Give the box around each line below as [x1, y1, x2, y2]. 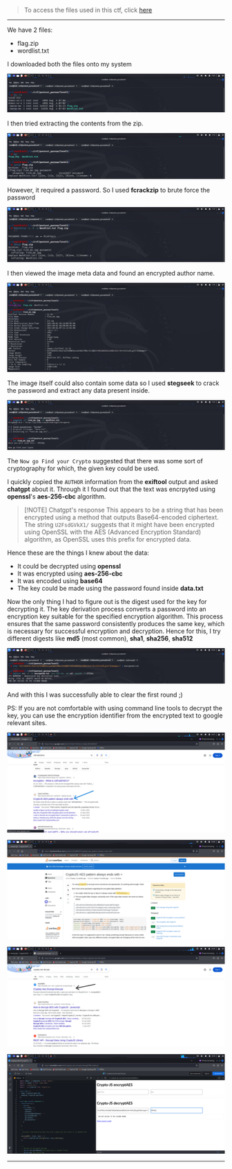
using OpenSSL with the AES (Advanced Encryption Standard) [23, 528, 202, 536]
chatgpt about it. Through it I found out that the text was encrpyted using [7, 485, 216, 493]
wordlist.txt [17, 46, 50, 55]
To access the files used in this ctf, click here [23, 6, 153, 14]
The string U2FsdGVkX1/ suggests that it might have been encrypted [23, 520, 215, 528]
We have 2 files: [7, 26, 53, 34]
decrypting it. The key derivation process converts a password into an [7, 605, 206, 613]
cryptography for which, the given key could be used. [7, 464, 160, 472]
